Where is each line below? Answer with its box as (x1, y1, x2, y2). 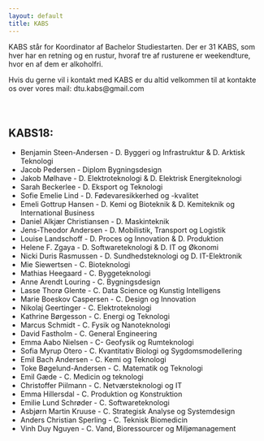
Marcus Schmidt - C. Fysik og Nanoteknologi (19, 320, 171, 330)
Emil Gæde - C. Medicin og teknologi (19, 372, 144, 382)
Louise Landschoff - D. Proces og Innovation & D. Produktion (19, 234, 223, 244)
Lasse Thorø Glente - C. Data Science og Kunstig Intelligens (19, 286, 221, 296)
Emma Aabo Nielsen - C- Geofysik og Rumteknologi (19, 338, 194, 348)
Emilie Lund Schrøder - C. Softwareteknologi (19, 398, 171, 408)
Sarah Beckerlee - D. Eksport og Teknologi (19, 182, 163, 192)
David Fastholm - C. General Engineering (19, 329, 158, 339)
